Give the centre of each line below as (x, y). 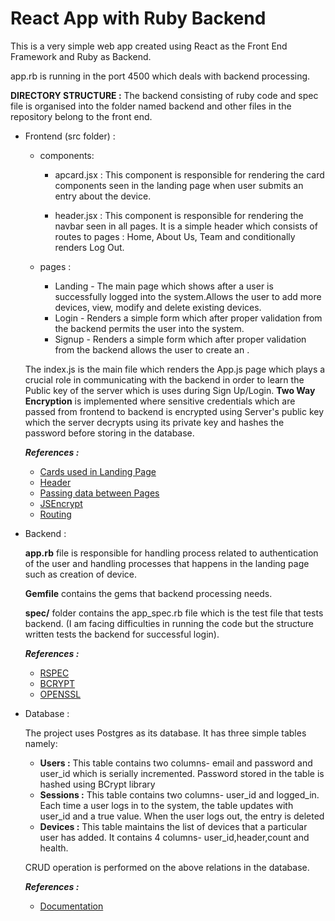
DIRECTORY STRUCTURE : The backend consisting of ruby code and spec (164, 95)
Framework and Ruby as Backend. (81, 56)
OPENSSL (60, 694)
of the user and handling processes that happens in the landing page (167, 563)
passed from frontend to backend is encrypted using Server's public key (174, 411)
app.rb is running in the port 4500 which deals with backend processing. (160, 76)
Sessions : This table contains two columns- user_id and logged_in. (179, 794)
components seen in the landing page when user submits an (179, 185)
